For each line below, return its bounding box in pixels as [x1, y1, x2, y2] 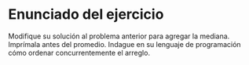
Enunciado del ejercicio [8, 5, 164, 23]
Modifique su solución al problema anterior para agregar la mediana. [8, 31, 230, 41]
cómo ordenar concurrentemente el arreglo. [8, 48, 151, 57]
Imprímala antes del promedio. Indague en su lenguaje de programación [8, 39, 241, 49]
